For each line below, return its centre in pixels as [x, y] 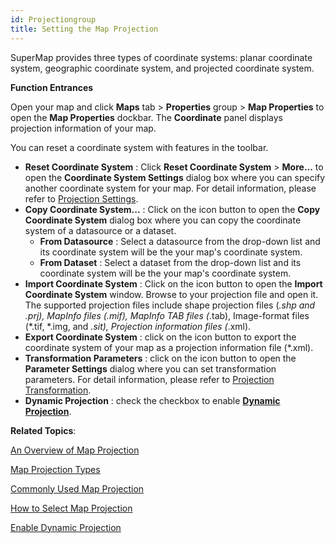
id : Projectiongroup [53, 19]
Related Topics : [43, 430]
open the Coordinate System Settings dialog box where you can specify [175, 177]
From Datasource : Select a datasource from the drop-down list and [180, 241]
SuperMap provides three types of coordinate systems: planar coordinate [161, 57]
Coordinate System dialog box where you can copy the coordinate [163, 220]
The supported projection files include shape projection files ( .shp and [170, 305]
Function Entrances [52, 87]
